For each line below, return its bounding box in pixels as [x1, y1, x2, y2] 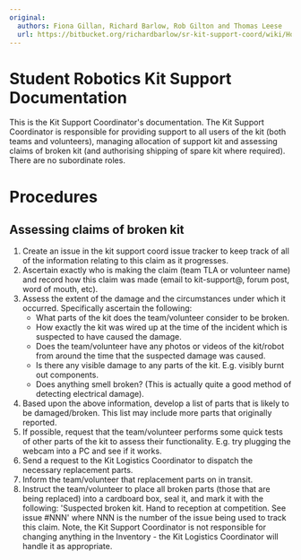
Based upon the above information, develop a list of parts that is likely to [21, 398, 289, 409]
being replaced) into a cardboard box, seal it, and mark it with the [21, 494, 264, 504]
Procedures [9, 186, 99, 207]
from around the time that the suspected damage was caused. [35, 350, 266, 361]
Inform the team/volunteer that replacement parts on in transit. [21, 474, 254, 485]
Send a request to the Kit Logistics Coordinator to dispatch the [21, 455, 254, 466]
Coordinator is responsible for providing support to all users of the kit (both [9, 126, 287, 137]
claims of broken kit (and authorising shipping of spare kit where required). [9, 145, 286, 157]
